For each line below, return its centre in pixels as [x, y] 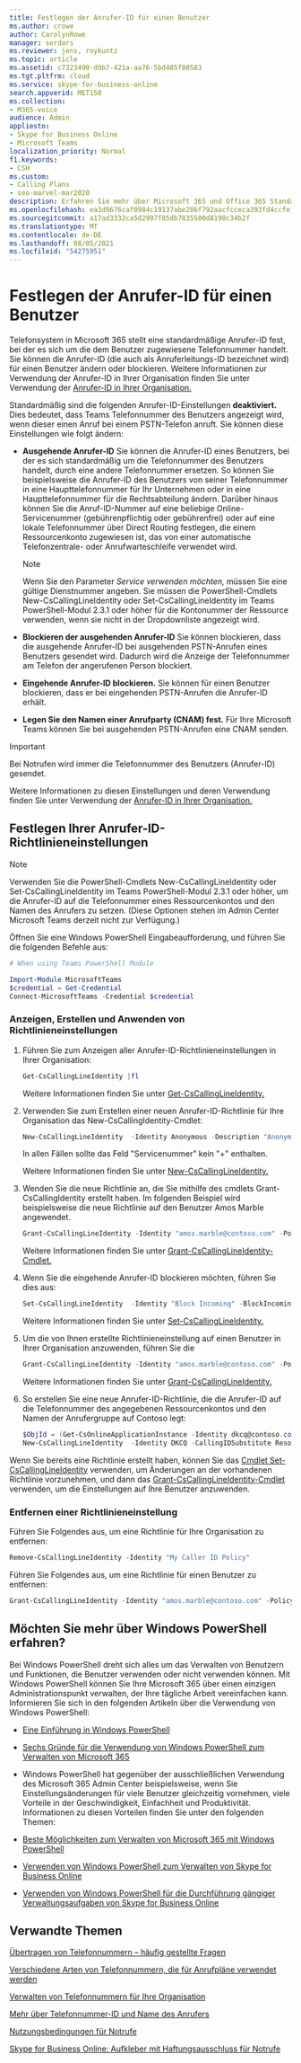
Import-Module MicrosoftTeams [66, 979]
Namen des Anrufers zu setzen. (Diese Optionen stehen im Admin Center [144, 910]
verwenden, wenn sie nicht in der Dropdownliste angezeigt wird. [141, 620]
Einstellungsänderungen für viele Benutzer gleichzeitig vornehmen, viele [156, 1793]
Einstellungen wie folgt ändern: [66, 434]
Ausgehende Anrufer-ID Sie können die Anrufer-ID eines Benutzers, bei [155, 451]
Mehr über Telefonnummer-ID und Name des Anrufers [109, 2014]
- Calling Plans [39, 185]
